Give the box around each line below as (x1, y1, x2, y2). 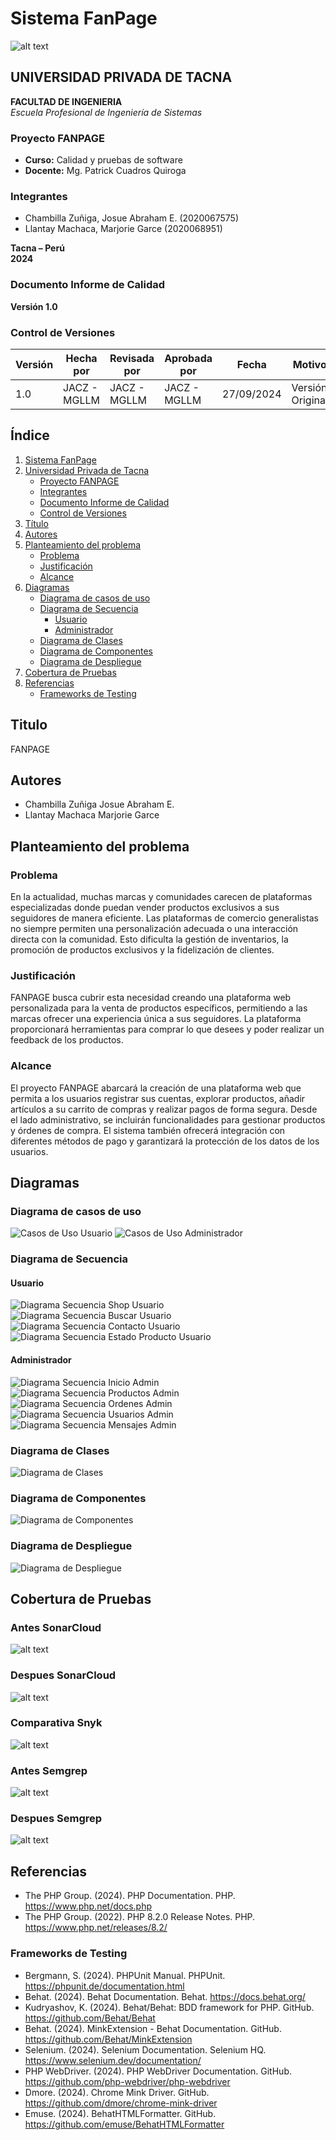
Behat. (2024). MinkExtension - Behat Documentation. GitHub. (24, 2022, 282, 2034)
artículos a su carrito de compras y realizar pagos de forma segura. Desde (10, 1103, 318, 1115)
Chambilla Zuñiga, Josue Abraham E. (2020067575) (24, 212, 240, 224)
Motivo (292, 357, 327, 371)
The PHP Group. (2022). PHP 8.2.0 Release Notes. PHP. (24, 1911, 256, 1923)
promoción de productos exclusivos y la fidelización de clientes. (10, 944, 275, 956)
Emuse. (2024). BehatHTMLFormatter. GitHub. (24, 2107, 217, 2119)
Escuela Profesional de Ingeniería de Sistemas (10, 106, 203, 118)
